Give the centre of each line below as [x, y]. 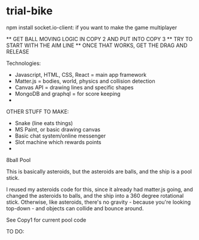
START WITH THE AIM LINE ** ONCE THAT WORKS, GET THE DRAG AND [97, 45]
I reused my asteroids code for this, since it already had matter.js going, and [99, 189]
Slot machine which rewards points [58, 142]
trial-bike [29, 11]
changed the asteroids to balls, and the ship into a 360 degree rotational [95, 195]
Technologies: [24, 63]
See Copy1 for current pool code [46, 220]
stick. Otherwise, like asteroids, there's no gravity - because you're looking [99, 202]
